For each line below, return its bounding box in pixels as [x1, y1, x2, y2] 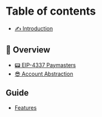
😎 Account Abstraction [14, 70, 73, 77]
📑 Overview [5, 44, 50, 55]
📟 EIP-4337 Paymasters [14, 61, 76, 68]
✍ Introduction [14, 24, 53, 32]
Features [14, 104, 37, 111]
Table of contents [5, 4, 97, 18]
